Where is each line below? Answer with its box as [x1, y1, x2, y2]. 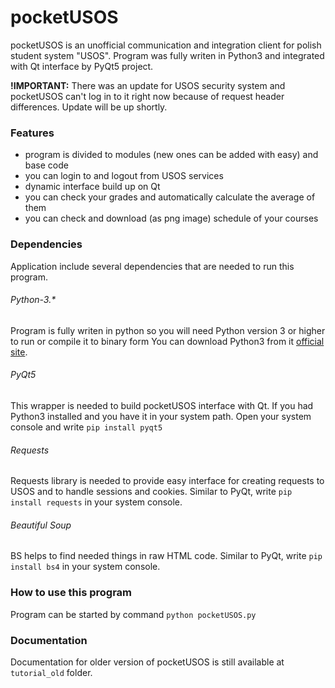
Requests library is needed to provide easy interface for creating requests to [10, 475, 325, 487]
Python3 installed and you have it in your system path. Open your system [10, 410, 312, 422]
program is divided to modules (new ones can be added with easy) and [24, 149, 319, 161]
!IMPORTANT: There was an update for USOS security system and [10, 79, 286, 91]
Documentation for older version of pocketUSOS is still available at [10, 656, 285, 668]
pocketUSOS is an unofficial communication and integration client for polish [10, 39, 322, 51]
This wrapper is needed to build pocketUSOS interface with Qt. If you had [10, 399, 314, 411]
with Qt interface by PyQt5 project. [10, 60, 154, 72]
